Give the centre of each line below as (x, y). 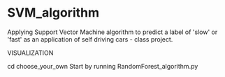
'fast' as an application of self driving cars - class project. (90, 39)
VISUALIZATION (30, 53)
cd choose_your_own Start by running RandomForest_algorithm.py (103, 66)
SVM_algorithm (53, 13)
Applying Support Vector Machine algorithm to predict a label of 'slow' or (112, 32)
